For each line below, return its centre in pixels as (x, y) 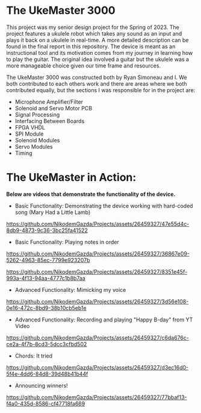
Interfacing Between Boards (50, 121)
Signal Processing (37, 115)
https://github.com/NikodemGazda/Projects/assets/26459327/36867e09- (98, 253)
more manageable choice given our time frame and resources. (84, 65)
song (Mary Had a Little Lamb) (53, 212)
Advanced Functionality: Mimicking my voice (70, 289)
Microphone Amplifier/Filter (49, 102)
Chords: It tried (34, 356)
